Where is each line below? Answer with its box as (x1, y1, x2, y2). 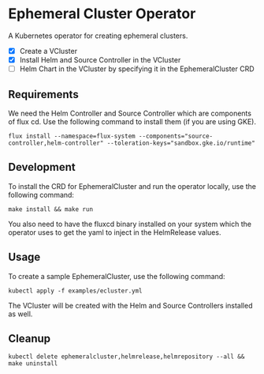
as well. (8, 309, 33, 319)
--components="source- (138, 132, 214, 140)
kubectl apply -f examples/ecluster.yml (8, 286, 143, 295)
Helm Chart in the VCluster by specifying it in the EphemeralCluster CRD (19, 64, 255, 74)
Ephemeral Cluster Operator (8, 5, 196, 23)
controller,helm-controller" (8, 139, 104, 147)
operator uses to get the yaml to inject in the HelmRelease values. (8, 227, 221, 237)
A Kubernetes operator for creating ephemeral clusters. (8, 31, 188, 40)
